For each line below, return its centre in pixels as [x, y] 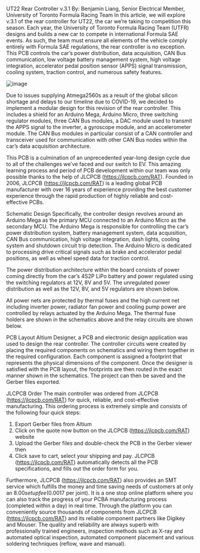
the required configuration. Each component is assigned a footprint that [94, 356]
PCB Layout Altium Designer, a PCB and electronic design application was [97, 337]
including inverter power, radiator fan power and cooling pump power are [96, 307]
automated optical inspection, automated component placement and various [100, 537]
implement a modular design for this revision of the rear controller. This [93, 108]
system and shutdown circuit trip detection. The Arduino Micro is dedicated [99, 245]
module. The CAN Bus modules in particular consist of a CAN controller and [99, 133]
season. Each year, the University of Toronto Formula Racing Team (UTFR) [98, 28]
